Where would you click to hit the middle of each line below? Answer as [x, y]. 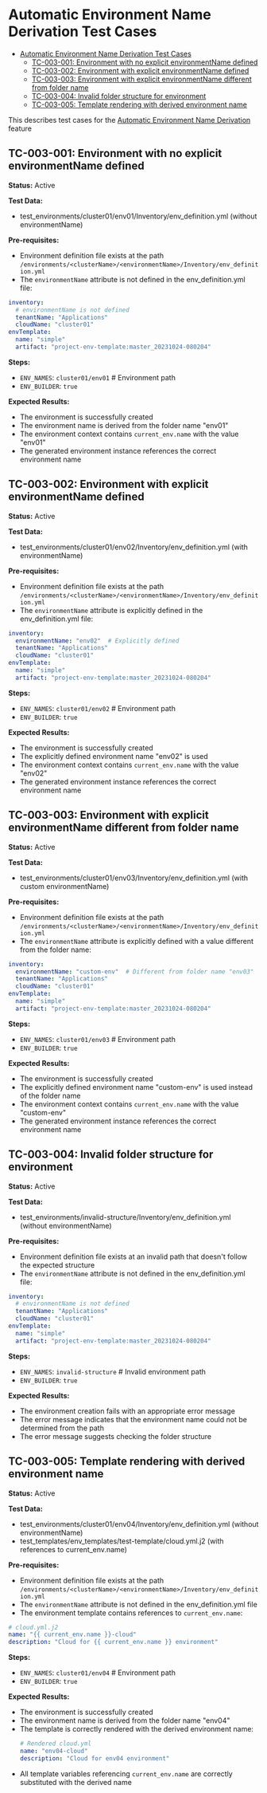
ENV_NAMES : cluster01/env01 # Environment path [98, 377]
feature [20, 128]
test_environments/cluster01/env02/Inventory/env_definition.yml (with [134, 547]
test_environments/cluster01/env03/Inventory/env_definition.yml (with [134, 878]
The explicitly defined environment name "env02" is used [114, 756]
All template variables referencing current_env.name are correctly [126, 1773]
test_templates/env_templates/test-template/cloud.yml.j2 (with [122, 1541]
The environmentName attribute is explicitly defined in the [111, 610]
